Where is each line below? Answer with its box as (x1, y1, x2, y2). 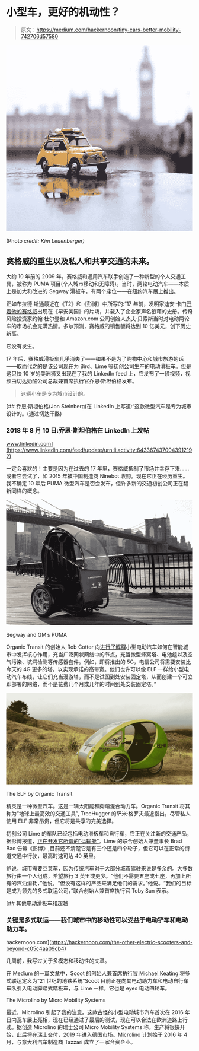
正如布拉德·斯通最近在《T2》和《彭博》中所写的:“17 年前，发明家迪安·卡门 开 (6, 300, 192, 307)
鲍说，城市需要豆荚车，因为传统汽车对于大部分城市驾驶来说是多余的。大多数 (6, 865, 193, 872)
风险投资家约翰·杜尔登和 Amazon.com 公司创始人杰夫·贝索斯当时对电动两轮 (6, 315, 190, 322)
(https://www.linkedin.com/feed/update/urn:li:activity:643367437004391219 (6, 446, 192, 454)
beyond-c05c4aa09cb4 (6, 945, 65, 952)
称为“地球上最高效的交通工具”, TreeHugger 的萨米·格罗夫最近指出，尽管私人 (6, 810, 191, 817)
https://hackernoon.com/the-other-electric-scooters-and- (51, 939, 193, 946)
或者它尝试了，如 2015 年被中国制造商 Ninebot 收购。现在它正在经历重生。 (6, 472, 188, 480)
